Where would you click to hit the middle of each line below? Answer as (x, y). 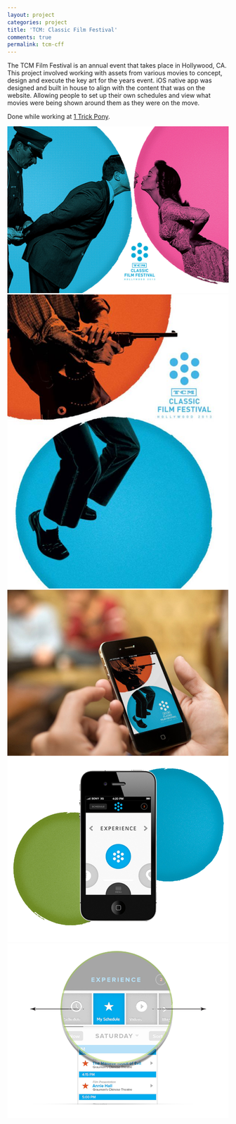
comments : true (29, 37)
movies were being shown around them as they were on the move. (104, 103)
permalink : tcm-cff (36, 45)
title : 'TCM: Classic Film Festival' (63, 30)
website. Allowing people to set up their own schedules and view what (109, 96)
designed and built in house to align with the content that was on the (106, 88)
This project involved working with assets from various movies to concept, (115, 73)
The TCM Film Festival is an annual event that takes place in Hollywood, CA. (117, 65)
